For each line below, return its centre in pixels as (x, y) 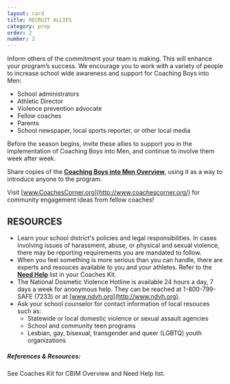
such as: (29, 311)
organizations (47, 340)
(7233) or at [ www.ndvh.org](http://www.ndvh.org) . (107, 296)
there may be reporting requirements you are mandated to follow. (109, 253)
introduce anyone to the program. (55, 179)
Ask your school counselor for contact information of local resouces (113, 303)
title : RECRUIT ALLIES (39, 20)
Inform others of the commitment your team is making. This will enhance (110, 58)
